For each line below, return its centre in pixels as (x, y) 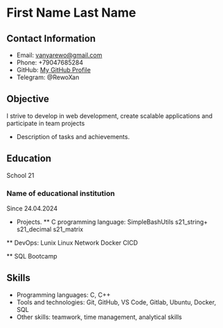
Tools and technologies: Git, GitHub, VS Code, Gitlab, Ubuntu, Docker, (116, 302)
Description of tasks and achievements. (73, 136)
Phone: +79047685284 (50, 63)
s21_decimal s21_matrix (50, 229)
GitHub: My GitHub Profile (54, 70)
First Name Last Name (71, 13)
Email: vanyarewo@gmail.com (59, 55)
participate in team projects (46, 123)
